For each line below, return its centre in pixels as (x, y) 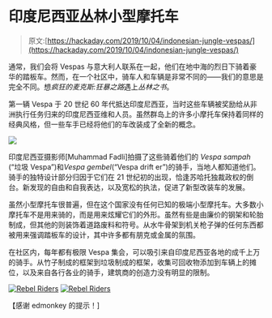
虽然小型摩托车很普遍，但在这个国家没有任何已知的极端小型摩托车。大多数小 (136, 204)
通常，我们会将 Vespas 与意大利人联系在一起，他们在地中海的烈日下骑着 (129, 67)
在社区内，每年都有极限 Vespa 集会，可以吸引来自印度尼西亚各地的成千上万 (134, 251)
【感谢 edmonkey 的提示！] (54, 305)
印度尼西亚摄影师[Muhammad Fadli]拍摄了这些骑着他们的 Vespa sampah (130, 157)
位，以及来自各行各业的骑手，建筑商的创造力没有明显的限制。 (111, 272)
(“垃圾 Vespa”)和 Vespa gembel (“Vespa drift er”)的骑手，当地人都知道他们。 (134, 166)
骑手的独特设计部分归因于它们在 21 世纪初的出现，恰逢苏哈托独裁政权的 (127, 177)
